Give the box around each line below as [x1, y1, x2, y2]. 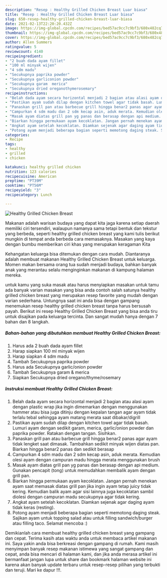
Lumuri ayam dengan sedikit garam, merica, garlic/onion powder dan [12, 425, 154, 431]
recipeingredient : [5, 53, 43, 59]
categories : [5, 133, 30, 138]
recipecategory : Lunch [5, 192, 52, 197]
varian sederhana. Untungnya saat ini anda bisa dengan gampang [5, 297, 140, 303]
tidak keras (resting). [12, 504, 55, 510]
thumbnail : [5, 30, 28, 35]
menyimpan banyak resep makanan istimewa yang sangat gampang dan [5, 546, 153, 552]
